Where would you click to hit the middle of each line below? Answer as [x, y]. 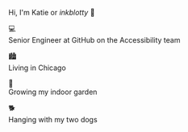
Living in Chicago [37, 68]
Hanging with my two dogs [53, 120]
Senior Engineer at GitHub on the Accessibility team [94, 40]
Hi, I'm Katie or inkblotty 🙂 [52, 12]
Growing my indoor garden [53, 92]
